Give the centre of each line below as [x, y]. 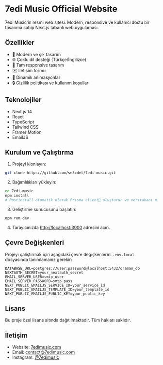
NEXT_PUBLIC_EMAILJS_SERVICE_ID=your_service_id [55, 285]
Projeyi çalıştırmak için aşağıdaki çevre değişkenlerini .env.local [70, 254]
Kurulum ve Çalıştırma [40, 152]
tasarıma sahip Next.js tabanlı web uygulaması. [52, 27]
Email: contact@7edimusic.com [43, 352]
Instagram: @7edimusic [35, 357]
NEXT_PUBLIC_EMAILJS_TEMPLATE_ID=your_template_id [57, 289]
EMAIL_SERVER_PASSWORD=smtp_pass [39, 281]
